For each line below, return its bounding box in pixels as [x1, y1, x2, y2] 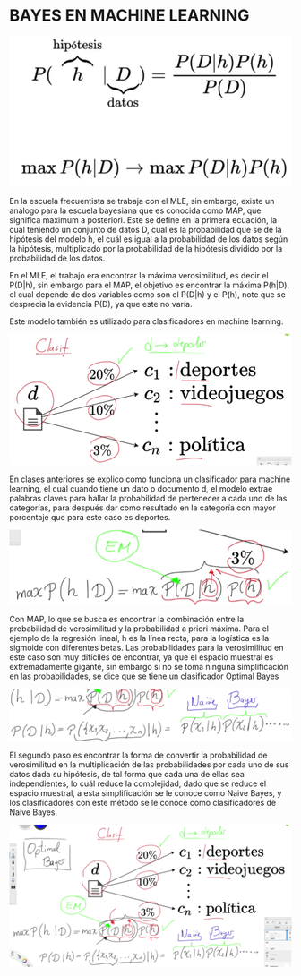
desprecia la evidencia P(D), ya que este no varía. [9, 299, 193, 310]
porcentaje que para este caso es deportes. [9, 512, 171, 523]
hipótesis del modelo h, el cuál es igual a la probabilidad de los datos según [9, 234, 288, 244]
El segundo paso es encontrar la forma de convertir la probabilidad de [9, 749, 268, 760]
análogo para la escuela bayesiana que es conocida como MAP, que [9, 205, 262, 216]
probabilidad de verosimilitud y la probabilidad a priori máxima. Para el [9, 623, 269, 634]
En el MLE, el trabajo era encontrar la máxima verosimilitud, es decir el [9, 270, 269, 281]
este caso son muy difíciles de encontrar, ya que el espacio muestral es [9, 651, 274, 663]
